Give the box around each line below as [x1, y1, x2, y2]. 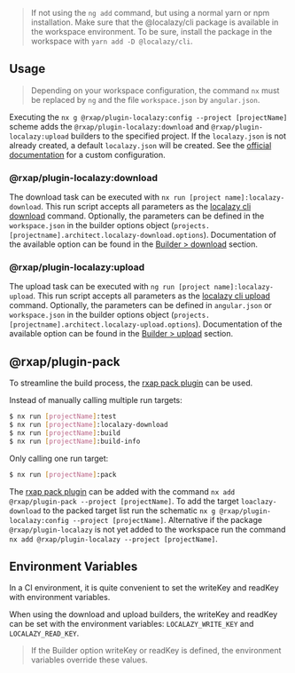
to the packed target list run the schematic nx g [43, 505, 216, 516]
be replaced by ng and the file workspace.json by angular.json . [30, 94, 260, 105]
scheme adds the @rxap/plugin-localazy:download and [9, 121, 210, 131]
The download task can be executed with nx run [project [9, 192, 221, 202]
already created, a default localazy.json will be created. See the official [9, 139, 272, 150]
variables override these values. [30, 654, 148, 665]
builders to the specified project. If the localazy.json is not [70, 131, 286, 141]
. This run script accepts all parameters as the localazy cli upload [32, 290, 270, 301]
